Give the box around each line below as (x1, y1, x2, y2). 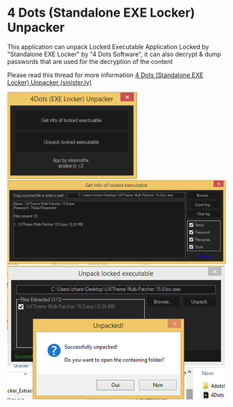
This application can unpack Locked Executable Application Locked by (7, 42, 209, 51)
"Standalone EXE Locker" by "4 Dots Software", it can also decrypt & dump (7, 50, 222, 58)
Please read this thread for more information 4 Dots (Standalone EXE (7, 71, 204, 79)
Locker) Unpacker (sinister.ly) (7, 78, 92, 86)
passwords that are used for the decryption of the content (7, 57, 173, 65)
